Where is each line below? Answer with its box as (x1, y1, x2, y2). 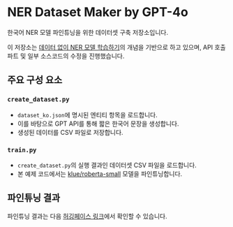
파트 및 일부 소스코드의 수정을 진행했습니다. (7, 52, 125, 60)
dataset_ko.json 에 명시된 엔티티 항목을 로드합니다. (17, 110, 158, 119)
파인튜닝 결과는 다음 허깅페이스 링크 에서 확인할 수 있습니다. (7, 212, 167, 220)
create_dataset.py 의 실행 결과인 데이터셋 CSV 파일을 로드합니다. (17, 161, 197, 169)
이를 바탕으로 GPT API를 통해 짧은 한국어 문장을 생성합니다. (17, 119, 179, 128)
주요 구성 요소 (7, 74, 63, 86)
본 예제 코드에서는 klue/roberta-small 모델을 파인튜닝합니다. (17, 169, 183, 178)
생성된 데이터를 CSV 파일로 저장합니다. (17, 128, 123, 136)
